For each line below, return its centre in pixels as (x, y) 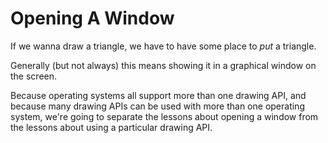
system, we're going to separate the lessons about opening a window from (164, 116)
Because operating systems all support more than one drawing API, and (158, 95)
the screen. (34, 76)
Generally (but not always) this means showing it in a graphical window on (163, 65)
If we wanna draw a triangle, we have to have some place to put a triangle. (163, 46)
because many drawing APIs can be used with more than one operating (157, 106)
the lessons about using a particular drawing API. (111, 127)
